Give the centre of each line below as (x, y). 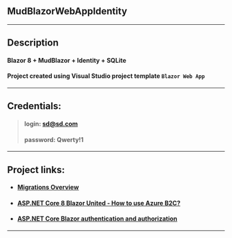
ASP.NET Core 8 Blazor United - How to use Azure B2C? (99, 203)
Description (33, 43)
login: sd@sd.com (51, 123)
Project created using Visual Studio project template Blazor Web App (106, 76)
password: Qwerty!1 (54, 139)
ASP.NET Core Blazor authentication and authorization (97, 219)
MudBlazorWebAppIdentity (67, 11)
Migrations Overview (48, 187)
